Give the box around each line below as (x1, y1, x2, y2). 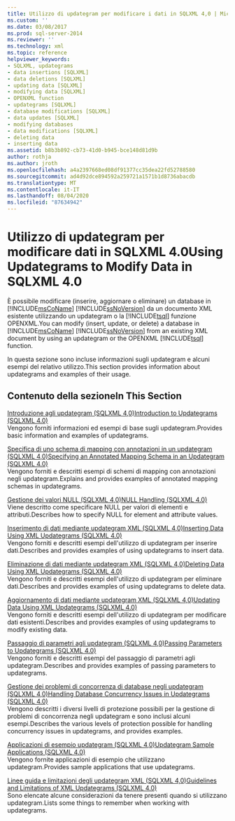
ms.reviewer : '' (7, 36, 55, 43)
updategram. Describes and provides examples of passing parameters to (7, 661, 216, 669)
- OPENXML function (7, 95, 64, 102)
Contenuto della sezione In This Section (7, 390, 182, 402)
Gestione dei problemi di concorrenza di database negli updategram (7, 682, 204, 690)
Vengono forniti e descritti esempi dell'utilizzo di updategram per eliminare (7, 575, 222, 583)
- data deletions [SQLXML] (7, 75, 86, 83)
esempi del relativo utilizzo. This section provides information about (7, 362, 201, 371)
